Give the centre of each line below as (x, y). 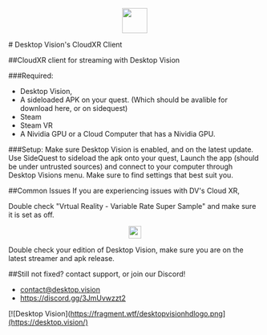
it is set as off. (31, 214)
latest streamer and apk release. (61, 258)
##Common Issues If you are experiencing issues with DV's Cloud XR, (124, 190)
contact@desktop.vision (60, 290)
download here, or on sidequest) (74, 108)
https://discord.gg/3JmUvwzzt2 (73, 298)
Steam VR (36, 125)
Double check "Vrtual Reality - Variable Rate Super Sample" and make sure (132, 206)
